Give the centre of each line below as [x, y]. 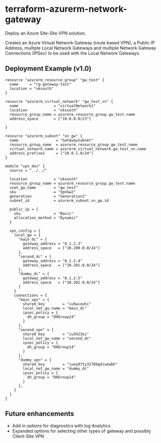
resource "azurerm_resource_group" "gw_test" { [55, 80]
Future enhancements [40, 414]
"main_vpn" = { [34, 300]
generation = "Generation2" [48, 196]
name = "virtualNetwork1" [53, 106]
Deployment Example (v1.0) [48, 69]
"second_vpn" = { [36, 330]
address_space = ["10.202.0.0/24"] [61, 282]
